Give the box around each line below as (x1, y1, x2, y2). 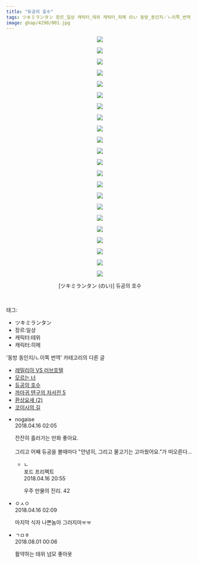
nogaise (14, 416, 34, 423)
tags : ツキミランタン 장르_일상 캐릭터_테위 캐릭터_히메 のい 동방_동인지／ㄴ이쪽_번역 (6, 14, 191, 20)
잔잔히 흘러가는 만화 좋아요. (14, 434, 79, 442)
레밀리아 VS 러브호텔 (14, 367, 64, 374)
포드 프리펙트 (23, 468, 55, 476)
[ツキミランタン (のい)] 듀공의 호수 (58, 282, 142, 289)
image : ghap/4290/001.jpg (6, 20, 70, 26)
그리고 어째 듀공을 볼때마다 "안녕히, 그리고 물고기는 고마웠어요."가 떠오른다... (14, 448, 192, 455)
